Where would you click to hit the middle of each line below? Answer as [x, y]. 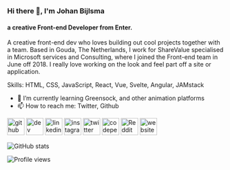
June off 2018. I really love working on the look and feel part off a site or [109, 64]
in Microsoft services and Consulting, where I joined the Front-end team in [113, 57]
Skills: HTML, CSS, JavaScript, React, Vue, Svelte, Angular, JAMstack [106, 85]
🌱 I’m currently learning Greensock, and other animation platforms [111, 98]
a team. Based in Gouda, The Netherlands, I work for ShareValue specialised [115, 50]
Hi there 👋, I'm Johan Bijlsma [56, 11]
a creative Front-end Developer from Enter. [70, 27]
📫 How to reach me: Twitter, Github [68, 106]
